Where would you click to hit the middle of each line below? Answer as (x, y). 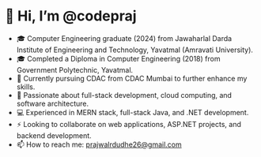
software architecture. (53, 103)
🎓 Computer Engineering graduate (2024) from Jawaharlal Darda (124, 38)
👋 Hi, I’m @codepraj (71, 16)
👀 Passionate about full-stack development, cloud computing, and (124, 95)
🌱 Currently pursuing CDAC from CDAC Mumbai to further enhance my (132, 78)
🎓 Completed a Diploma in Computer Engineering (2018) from (118, 58)
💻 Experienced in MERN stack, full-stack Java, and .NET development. (132, 112)
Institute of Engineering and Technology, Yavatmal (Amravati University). (135, 50)
